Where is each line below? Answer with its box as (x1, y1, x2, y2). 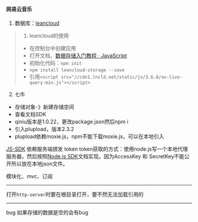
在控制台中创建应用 (29, 45, 77, 52)
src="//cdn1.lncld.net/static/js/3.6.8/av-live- (61, 74, 183, 80)
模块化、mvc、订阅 (6, 173, 53, 180)
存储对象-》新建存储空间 (14, 103, 75, 110)
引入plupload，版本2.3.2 (14, 126, 75, 133)
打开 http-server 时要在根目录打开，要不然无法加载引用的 (6, 191, 144, 198)
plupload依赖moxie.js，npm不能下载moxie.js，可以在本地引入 (14, 133, 164, 140)
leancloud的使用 (29, 32, 70, 40)
